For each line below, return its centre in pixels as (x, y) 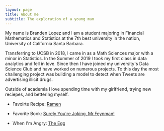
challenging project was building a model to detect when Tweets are (75, 74)
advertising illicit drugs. (29, 79)
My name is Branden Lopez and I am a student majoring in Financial (75, 33)
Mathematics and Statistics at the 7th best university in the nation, (73, 38)
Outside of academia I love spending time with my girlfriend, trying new (78, 89)
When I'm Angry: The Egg (39, 123)
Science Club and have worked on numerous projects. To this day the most (82, 69)
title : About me (22, 14)
